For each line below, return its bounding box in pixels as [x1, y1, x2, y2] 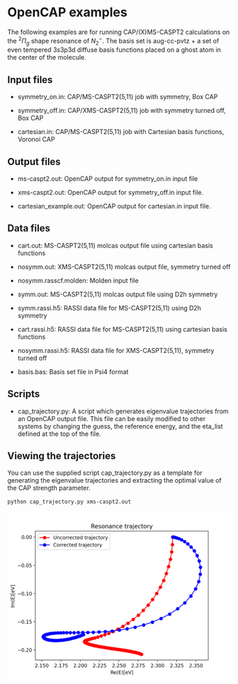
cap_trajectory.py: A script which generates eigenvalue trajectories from [17, 407, 229, 415]
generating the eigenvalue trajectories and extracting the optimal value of [7, 476, 222, 485]
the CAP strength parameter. [7, 483, 91, 493]
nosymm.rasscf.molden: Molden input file [17, 276, 140, 284]
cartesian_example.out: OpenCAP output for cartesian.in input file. [17, 202, 211, 211]
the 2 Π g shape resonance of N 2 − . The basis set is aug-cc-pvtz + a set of [7, 35, 220, 47]
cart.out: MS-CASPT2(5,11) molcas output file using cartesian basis [17, 241, 214, 250]
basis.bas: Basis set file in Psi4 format [17, 367, 129, 376]
